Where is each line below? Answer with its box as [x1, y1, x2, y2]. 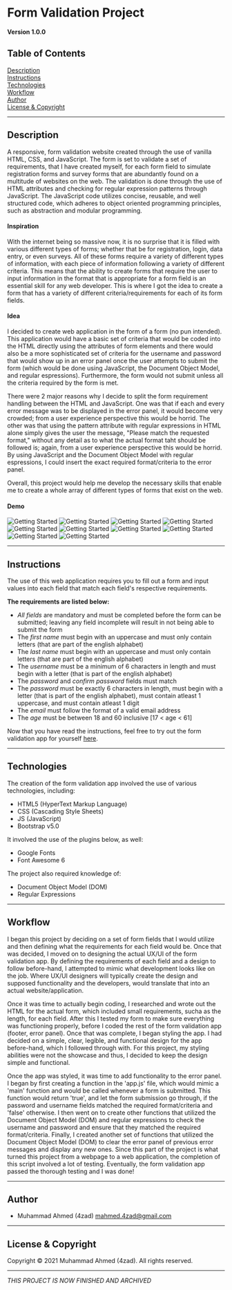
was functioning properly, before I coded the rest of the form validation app [7, 1021, 222, 1030]
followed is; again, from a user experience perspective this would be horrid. [7, 443, 222, 452]
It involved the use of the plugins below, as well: [7, 835, 144, 843]
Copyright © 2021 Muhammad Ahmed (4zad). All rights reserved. [7, 1257, 193, 1265]
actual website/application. [7, 986, 84, 994]
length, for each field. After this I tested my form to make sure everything [7, 1014, 215, 1023]
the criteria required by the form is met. [7, 378, 119, 387]
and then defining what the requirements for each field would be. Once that [7, 942, 222, 950]
